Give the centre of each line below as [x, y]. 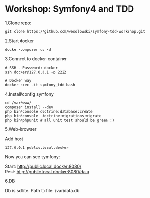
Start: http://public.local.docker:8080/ [43, 166]
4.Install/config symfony [29, 94]
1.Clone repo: [18, 23]
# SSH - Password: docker [31, 68]
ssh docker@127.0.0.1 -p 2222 [36, 72]
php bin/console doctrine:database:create [49, 111]
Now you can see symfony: [32, 157]
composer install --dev [29, 107]
